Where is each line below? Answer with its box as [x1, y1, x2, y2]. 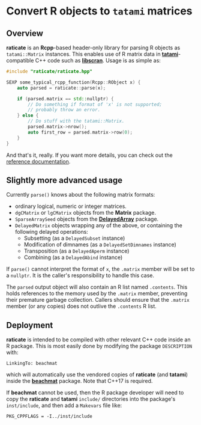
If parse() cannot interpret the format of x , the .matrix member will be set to [6, 266, 195, 273]
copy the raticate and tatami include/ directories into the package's [6, 396, 176, 403]
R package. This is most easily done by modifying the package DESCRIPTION [6, 343, 193, 350]
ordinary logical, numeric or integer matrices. [14, 203, 127, 210]
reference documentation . [6, 157, 71, 165]
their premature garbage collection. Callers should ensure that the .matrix [6, 296, 190, 304]
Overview [6, 28, 44, 38]
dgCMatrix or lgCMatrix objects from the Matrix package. [14, 209, 157, 216]
